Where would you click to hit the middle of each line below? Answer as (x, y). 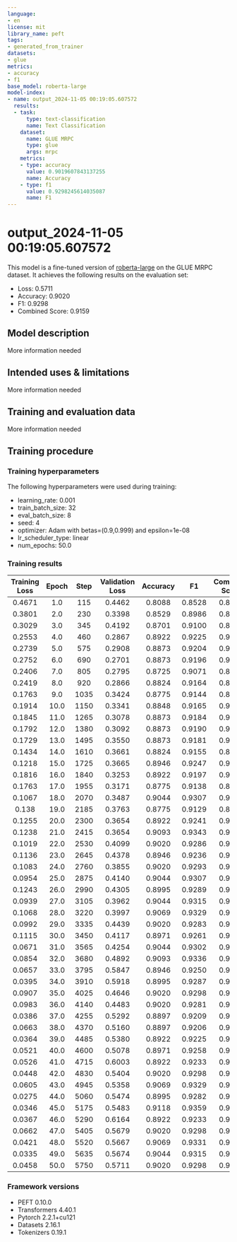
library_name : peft (36, 34)
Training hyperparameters (53, 471)
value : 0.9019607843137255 (66, 171)
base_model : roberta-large (47, 86)
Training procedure (50, 451)
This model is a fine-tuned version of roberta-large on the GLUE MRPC (110, 268)
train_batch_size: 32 (47, 508)
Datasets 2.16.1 (39, 1224)
